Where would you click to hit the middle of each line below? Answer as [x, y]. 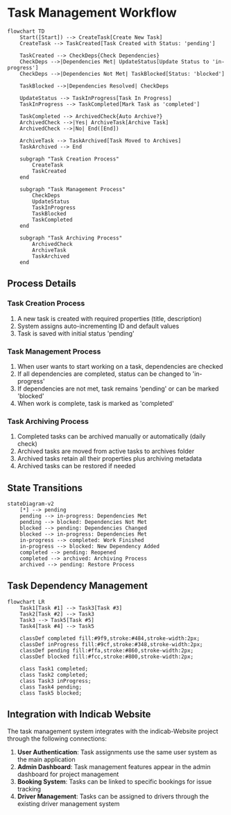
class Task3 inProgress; [55, 681]
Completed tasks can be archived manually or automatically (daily [111, 436]
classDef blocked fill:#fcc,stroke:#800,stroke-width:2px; [107, 657]
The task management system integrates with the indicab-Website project [113, 731]
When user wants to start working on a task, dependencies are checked [120, 366]
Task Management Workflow [92, 13]
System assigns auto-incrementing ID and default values [98, 326]
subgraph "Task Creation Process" [69, 159]
